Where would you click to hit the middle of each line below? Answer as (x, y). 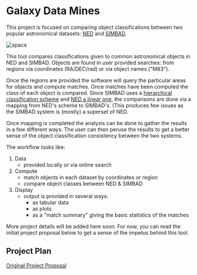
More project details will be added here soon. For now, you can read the (93, 226)
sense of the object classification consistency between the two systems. (94, 135)
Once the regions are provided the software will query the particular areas (96, 80)
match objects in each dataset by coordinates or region (91, 177)
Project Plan (29, 251)
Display (24, 189)
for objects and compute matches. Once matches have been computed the (97, 86)
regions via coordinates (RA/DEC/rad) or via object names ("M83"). (88, 68)
